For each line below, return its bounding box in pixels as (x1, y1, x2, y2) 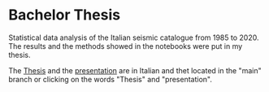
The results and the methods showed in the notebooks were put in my (8, 41, 243, 50)
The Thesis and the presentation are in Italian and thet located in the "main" (8, 65, 262, 75)
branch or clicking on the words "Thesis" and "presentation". (8, 74, 213, 84)
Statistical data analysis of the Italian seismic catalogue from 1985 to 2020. (8, 33, 259, 42)
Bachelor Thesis (8, 6, 120, 24)
